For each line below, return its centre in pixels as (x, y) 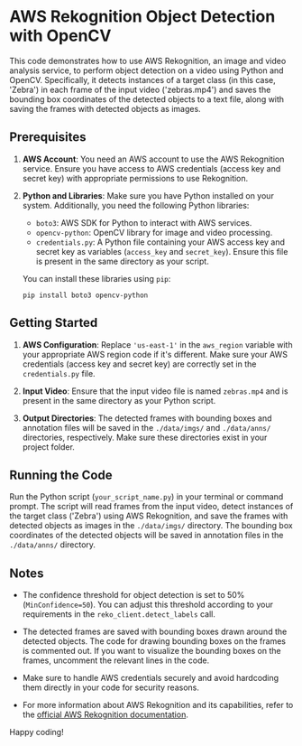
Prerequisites (48, 137)
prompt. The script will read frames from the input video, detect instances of (151, 507)
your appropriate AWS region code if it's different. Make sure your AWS (155, 354)
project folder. (48, 447)
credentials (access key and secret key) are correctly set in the (139, 364)
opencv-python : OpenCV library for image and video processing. (154, 232)
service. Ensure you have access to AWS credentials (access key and (151, 168)
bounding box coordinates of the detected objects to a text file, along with (147, 99)
